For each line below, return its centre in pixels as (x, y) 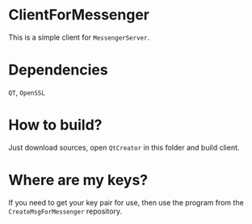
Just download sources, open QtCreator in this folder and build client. (124, 147)
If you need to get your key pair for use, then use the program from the (126, 202)
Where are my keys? (78, 180)
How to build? (55, 125)
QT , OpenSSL (27, 92)
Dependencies (58, 70)
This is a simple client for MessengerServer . (79, 37)
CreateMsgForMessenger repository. (65, 211)
